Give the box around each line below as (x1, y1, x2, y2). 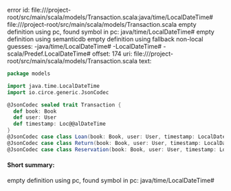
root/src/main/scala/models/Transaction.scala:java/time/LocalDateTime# (7, 13, 213, 21)
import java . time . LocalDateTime (7, 82, 100, 89)
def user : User (13, 114, 57, 121)
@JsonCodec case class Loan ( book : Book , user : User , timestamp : (7, 133, 195, 140)
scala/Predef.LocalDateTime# (7, 49, 91, 58)
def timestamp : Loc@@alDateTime (13, 120, 107, 128)
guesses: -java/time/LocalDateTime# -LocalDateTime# (7, 43, 162, 50)
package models (7, 70, 51, 77)
